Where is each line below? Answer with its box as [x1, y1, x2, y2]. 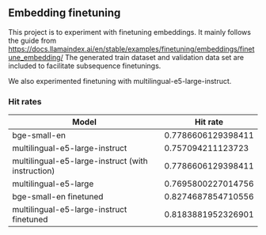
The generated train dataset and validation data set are [64, 52, 244, 62]
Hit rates [8, 96, 42, 107]
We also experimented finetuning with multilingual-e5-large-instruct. [8, 76, 232, 85]
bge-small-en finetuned [12, 191, 104, 203]
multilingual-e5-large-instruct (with [12, 156, 148, 167]
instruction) [12, 165, 55, 176]
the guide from [8, 36, 57, 45]
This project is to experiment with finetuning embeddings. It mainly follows [8, 27, 252, 36]
